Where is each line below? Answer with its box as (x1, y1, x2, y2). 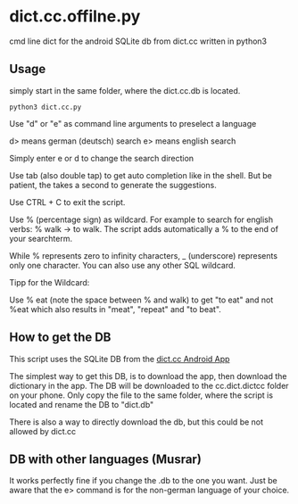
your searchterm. (9, 233, 73, 244)
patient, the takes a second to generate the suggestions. (9, 179, 217, 190)
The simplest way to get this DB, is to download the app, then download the (9, 370, 287, 381)
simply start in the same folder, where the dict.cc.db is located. (9, 85, 241, 95)
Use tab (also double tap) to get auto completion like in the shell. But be (9, 169, 272, 180)
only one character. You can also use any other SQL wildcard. (9, 260, 236, 270)
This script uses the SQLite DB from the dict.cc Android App (9, 353, 230, 364)
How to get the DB (9, 330, 112, 345)
